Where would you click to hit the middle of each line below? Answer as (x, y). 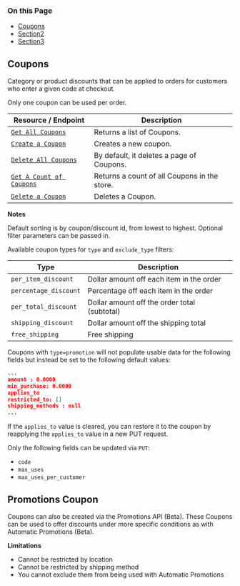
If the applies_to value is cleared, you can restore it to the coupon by (109, 427)
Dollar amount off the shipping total (146, 323)
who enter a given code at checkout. (61, 89)
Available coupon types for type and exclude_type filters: (91, 249)
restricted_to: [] (35, 399)
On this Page (30, 11)
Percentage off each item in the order (150, 291)
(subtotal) (104, 312)
